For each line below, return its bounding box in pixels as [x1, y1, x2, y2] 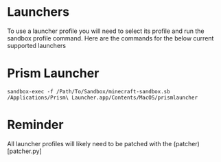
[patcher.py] [7, 147, 43, 155]
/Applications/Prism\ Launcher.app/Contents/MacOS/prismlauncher [7, 94, 198, 101]
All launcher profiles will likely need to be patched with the [7, 139, 172, 148]
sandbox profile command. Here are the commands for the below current [7, 34, 214, 42]
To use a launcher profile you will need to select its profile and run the [7, 27, 205, 35]
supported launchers [7, 41, 67, 49]
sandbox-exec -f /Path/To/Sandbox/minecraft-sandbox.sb [7, 88, 170, 95]
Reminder [7, 117, 64, 132]
